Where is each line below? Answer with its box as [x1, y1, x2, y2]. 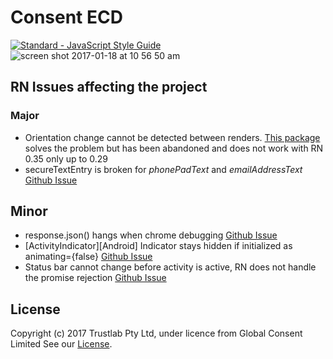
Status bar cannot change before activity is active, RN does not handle [24, 261, 317, 273]
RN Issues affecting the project [10, 79, 208, 96]
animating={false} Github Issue [24, 251, 153, 263]
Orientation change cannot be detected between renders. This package [24, 131, 321, 143]
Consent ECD [10, 6, 123, 29]
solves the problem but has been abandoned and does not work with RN [24, 142, 324, 154]
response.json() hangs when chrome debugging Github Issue [24, 229, 278, 241]
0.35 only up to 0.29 [24, 152, 109, 165]
